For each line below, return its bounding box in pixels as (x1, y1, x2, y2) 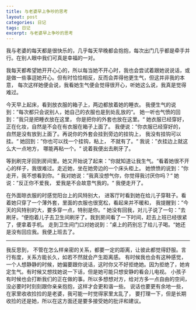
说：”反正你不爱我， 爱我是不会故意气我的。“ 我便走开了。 (6, 180, 147, 187)
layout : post (6, 14, 38, 20)
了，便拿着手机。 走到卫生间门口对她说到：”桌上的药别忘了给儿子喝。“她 (6, 221, 181, 228)
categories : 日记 (6, 19, 47, 25)
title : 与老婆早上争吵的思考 (6, 8, 68, 15)
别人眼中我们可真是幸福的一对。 (21, 54, 98, 61)
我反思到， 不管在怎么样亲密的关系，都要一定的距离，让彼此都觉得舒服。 (6, 246, 181, 253)
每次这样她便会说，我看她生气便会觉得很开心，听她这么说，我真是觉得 (17, 81, 187, 88)
